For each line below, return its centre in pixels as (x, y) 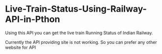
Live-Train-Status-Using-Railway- (76, 9)
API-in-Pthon (33, 19)
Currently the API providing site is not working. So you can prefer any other (81, 42)
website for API (20, 47)
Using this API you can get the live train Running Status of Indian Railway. (79, 33)
